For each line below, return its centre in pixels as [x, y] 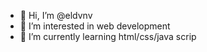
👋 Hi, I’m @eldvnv [56, 15]
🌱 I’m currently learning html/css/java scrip [108, 36]
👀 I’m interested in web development [95, 26]
